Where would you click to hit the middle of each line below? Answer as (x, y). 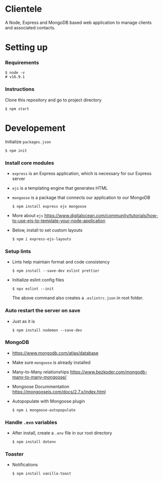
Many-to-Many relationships (40, 372)
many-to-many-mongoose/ (39, 377)
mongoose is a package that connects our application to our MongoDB (81, 197)
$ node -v (15, 73)
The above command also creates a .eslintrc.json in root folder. (78, 298)
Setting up (26, 48)
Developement (35, 128)
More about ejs (28, 215)
